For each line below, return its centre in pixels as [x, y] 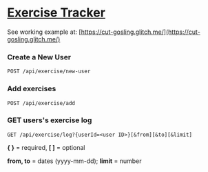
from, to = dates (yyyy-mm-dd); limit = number [75, 161]
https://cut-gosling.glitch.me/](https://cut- [141, 32]
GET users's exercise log [50, 120]
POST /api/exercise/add [41, 103]
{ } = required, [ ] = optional [46, 147]
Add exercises [32, 89]
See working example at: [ [44, 32]
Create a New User [39, 57]
